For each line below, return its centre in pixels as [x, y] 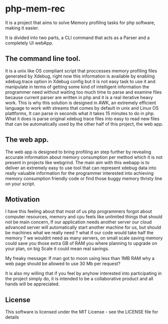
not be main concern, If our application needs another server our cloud [78, 222]
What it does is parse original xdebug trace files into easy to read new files [82, 119]
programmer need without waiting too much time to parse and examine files [83, 92]
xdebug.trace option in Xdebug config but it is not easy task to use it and [80, 81]
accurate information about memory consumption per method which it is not [84, 157]
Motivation [23, 199]
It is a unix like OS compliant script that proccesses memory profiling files [81, 71]
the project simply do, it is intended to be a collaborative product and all [79, 279]
